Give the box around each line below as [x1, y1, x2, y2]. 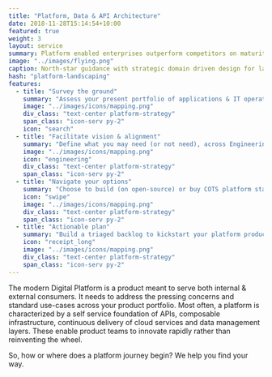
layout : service [8, 42, 63, 50]
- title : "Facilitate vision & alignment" [15, 132, 161, 140]
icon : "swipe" [23, 192, 70, 201]
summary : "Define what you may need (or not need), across [23, 139, 227, 148]
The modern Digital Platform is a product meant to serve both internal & [8, 283, 247, 293]
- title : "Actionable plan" [15, 223, 111, 231]
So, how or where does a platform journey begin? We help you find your [8, 350, 249, 360]
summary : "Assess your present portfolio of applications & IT [23, 95, 241, 103]
